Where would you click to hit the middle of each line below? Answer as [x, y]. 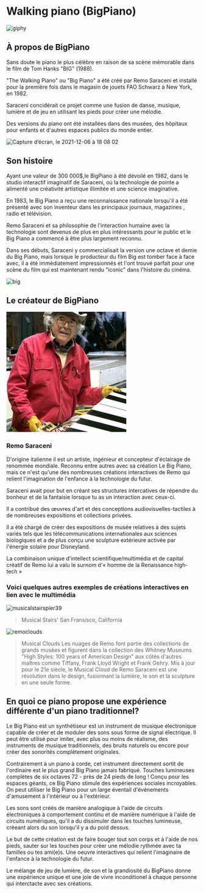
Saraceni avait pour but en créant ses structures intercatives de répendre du [102, 490]
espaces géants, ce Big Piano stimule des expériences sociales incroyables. [102, 783]
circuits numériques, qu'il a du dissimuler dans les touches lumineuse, [94, 821]
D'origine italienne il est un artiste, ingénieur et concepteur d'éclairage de [98, 459]
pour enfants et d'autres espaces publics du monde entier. [80, 130]
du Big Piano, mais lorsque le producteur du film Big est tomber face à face [100, 256]
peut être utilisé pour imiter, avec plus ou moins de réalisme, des [87, 739]
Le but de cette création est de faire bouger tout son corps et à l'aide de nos [102, 839]
